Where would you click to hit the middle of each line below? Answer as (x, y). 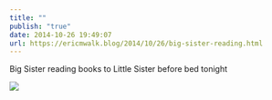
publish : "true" (40, 26)
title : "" (28, 18)
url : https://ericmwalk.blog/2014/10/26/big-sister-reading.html (136, 43)
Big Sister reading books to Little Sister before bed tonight (119, 69)
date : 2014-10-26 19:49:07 (61, 35)
